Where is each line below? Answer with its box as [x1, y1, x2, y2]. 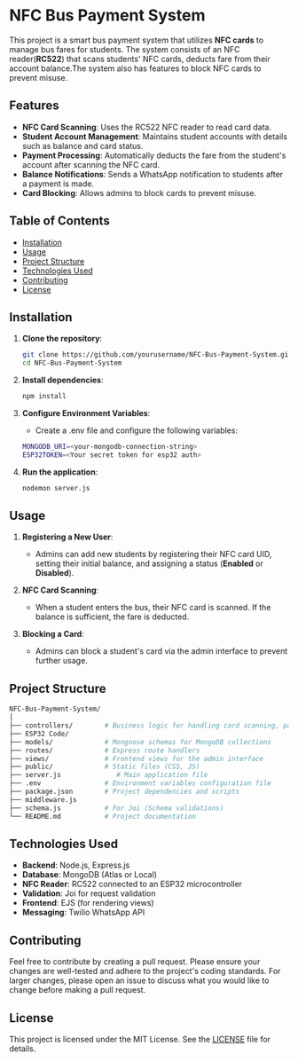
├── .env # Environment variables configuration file [9, 779, 272, 788]
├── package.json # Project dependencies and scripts [9, 787, 240, 796]
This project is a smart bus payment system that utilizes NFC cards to [9, 35, 264, 45]
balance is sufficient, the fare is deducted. [35, 611, 190, 622]
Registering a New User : [21, 531, 114, 542]
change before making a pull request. [9, 985, 146, 995]
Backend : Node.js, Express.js [21, 860, 130, 870]
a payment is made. [21, 178, 95, 189]
